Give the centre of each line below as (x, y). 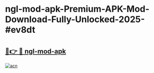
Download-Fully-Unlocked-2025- (75, 19)
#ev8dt (20, 30)
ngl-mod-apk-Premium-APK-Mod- (77, 9)
